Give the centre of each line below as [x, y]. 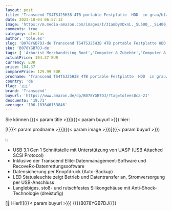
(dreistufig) [52, 193]
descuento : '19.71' [26, 100]
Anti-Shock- [144, 188]
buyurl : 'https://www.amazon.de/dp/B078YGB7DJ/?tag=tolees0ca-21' [78, 96]
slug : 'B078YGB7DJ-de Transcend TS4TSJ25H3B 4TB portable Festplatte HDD [86, 43]
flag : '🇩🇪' [18, 86]
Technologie [26, 193]
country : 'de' [20, 81]
